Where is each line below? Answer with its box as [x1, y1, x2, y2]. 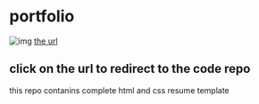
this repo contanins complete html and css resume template [9, 84, 230, 95]
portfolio [9, 6, 75, 27]
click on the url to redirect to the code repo [9, 61, 251, 76]
